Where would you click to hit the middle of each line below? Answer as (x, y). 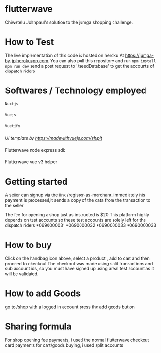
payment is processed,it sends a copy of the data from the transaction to (78, 200)
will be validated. (22, 274)
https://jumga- (139, 55)
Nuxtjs (12, 104)
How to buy (28, 245)
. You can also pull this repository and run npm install (102, 61)
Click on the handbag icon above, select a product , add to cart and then (77, 258)
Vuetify (13, 126)
